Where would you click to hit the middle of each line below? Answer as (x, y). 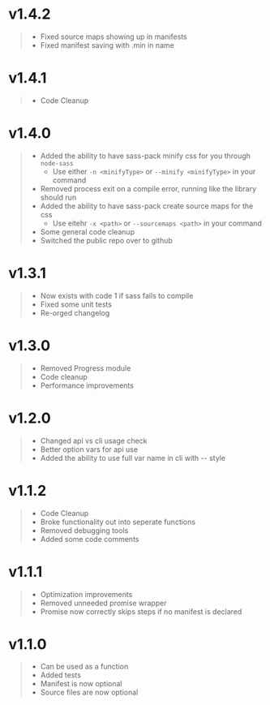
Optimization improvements (86, 594)
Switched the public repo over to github (106, 240)
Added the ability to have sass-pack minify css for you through (146, 156)
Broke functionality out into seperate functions (118, 522)
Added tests (60, 675)
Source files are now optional (89, 692)
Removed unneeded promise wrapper (103, 603)
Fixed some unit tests (76, 304)
